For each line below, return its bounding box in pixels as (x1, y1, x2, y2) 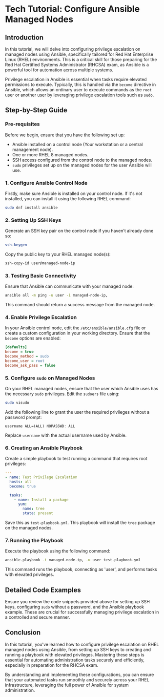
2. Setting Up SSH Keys (5, 216, 61, 223)
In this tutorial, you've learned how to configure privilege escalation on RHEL (5, 641, 159, 647)
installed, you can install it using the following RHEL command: (5, 195, 131, 201)
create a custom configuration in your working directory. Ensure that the (5, 330, 150, 336)
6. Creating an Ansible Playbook (5, 444, 83, 451)
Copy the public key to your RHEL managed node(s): (5, 252, 111, 257)
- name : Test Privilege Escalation (5, 475, 78, 480)
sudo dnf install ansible (5, 205, 58, 210)
